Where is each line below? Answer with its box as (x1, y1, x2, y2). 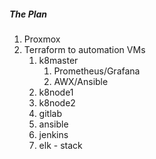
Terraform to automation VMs (23, 43, 146, 55)
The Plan (9, 8, 48, 20)
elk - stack (38, 139, 83, 151)
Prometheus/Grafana (53, 65, 141, 77)
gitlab (38, 107, 62, 119)
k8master (38, 54, 79, 66)
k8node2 (38, 96, 76, 109)
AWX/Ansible (53, 75, 109, 87)
